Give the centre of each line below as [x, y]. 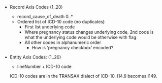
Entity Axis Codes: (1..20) [35, 57]
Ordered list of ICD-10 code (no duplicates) [61, 22]
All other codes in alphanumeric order [63, 42]
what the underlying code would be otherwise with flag [81, 37]
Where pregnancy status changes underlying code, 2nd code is [89, 32]
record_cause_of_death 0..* [45, 16]
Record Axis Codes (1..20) [36, 7]
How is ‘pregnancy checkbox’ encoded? [73, 48]
